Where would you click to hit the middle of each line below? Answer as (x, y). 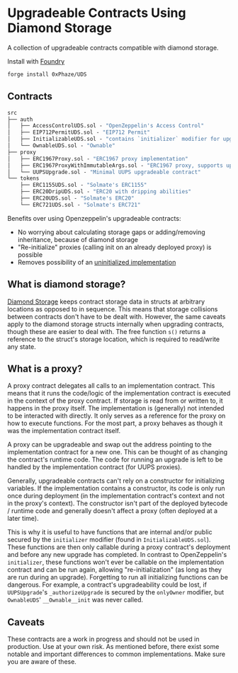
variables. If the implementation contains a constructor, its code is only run (116, 488)
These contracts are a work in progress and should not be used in (103, 639)
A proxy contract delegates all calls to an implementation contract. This (111, 386)
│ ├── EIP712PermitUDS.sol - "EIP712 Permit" (79, 132)
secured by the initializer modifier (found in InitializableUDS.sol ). (109, 540)
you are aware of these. (42, 662)
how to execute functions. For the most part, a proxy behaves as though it (115, 423)
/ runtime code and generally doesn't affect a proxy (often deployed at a (113, 511)
